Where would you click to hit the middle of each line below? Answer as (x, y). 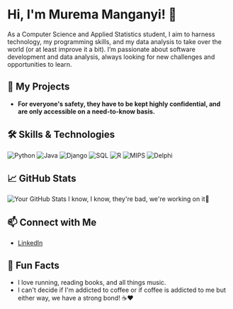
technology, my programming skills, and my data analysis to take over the (114, 41)
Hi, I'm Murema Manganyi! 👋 (92, 15)
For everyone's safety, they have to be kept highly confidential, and (119, 104)
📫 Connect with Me (52, 222)
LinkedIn (30, 243)
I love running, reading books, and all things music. (92, 282)
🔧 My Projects (39, 87)
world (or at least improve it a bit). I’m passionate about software (102, 49)
